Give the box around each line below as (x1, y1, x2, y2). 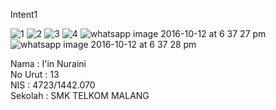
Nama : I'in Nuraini (10, 58, 87, 69)
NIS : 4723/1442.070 (10, 79, 96, 91)
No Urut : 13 (10, 69, 60, 80)
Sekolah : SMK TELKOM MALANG (10, 90, 150, 101)
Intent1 (10, 9, 38, 20)
